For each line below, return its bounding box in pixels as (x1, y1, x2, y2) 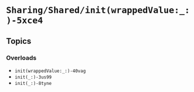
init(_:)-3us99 (14, 74, 52, 80)
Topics (6, 36, 32, 46)
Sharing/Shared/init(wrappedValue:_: (6, 5, 190, 16)
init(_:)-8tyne (14, 80, 52, 86)
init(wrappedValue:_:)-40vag (14, 68, 86, 74)
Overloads (6, 53, 37, 62)
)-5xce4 (6, 15, 43, 26)
